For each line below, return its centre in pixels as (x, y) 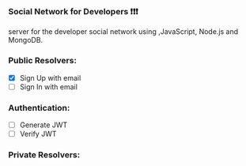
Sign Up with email (50, 77)
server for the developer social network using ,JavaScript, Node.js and (123, 32)
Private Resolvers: (44, 155)
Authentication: (39, 108)
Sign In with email (48, 87)
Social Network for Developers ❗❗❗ (73, 11)
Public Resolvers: (43, 61)
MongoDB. (26, 40)
